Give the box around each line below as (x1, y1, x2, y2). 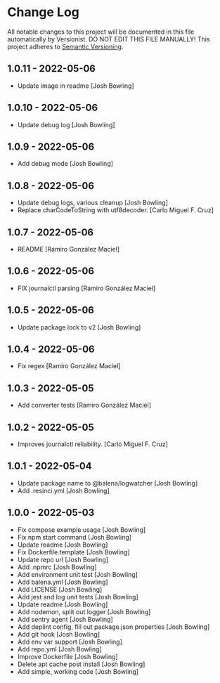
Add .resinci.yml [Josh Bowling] (17, 486, 110, 495)
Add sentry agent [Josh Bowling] (17, 615, 114, 623)
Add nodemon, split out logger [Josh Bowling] (17, 607, 151, 616)
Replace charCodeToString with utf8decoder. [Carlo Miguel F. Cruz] (17, 206, 214, 214)
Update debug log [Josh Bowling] (17, 120, 115, 129)
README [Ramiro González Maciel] (17, 245, 120, 253)
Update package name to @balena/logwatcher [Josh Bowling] (17, 479, 198, 487)
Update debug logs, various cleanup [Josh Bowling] (17, 198, 169, 207)
